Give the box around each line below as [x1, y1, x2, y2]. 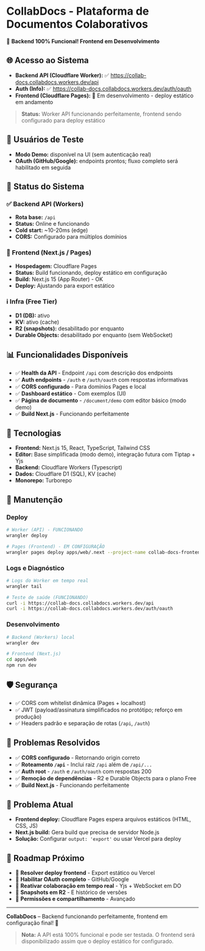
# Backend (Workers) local [6, 634, 75, 640]
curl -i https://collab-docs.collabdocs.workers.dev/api [6, 600, 154, 606]
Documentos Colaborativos [6, 17, 148, 31]
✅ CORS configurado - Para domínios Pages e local [15, 382, 146, 390]
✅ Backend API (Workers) [6, 200, 84, 208]
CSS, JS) [15, 822, 38, 830]
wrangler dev [6, 640, 40, 646]
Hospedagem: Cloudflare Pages [15, 262, 97, 270]
